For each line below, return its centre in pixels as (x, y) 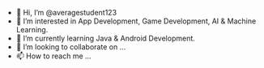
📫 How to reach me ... (53, 56)
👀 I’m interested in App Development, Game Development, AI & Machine (136, 21)
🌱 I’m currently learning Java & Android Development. (106, 38)
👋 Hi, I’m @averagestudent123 (66, 13)
